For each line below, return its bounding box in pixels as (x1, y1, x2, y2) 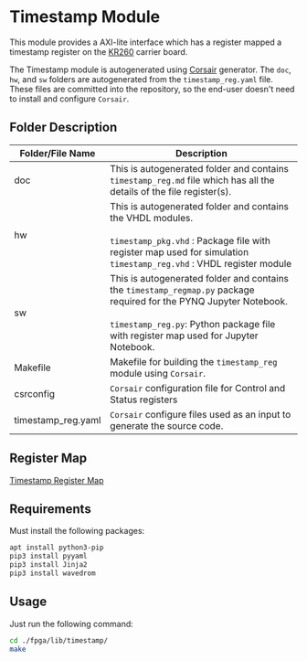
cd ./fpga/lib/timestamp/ (9, 635, 108, 645)
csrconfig (14, 387, 56, 400)
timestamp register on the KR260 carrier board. (9, 46, 188, 57)
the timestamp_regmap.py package (109, 283, 255, 296)
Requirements (9, 501, 91, 517)
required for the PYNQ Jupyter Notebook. (109, 294, 288, 307)
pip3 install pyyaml (9, 551, 89, 561)
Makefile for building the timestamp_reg (109, 355, 278, 368)
